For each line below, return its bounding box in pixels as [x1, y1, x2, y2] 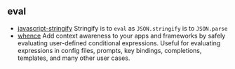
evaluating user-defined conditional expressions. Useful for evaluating [17, 38, 221, 47]
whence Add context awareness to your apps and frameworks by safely [17, 31, 226, 40]
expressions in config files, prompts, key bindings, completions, [17, 46, 202, 54]
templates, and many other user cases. [17, 54, 130, 62]
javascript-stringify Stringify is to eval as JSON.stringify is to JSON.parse [17, 24, 228, 32]
